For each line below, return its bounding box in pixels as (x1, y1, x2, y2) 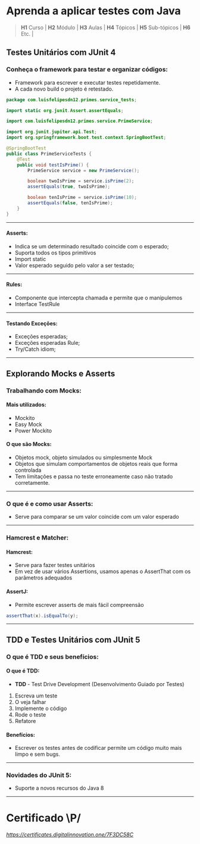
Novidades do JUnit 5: (6, 771, 72, 780)
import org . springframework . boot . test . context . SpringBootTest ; (6, 135, 167, 141)
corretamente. (14, 479, 50, 486)
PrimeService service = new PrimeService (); (27, 167, 140, 173)
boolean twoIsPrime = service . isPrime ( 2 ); (27, 178, 135, 184)
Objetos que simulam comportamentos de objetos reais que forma (14, 460, 178, 467)
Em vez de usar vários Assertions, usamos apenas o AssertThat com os (14, 568, 191, 575)
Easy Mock (14, 421, 42, 428)
